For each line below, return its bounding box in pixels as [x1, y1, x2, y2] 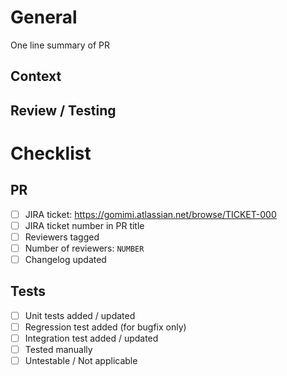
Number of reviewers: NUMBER [24, 242, 145, 254]
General [10, 6, 78, 29]
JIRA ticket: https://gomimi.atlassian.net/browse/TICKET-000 [24, 208, 277, 220]
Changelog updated [24, 253, 107, 265]
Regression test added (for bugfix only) [24, 321, 187, 333]
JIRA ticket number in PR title [24, 219, 145, 231]
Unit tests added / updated [24, 309, 136, 321]
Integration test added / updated [24, 332, 159, 344]
